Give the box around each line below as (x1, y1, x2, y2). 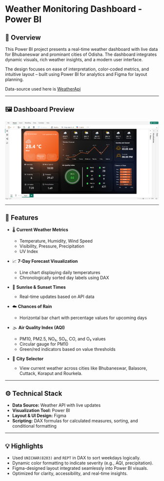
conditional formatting (12, 423, 57, 429)
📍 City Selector (12, 356, 44, 362)
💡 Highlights (5, 442, 43, 450)
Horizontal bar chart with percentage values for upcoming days (19, 315, 147, 321)
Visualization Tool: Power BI (12, 408, 70, 413)
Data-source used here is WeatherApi (5, 86, 81, 92)
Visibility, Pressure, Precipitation (19, 243, 84, 249)
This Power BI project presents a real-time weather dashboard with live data (5, 46, 158, 52)
